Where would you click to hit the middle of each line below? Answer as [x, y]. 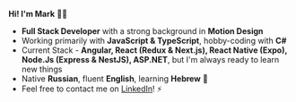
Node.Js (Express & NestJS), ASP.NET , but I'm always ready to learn [150, 59]
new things [42, 69]
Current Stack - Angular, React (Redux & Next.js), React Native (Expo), [154, 50]
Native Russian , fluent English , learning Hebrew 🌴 [114, 79]
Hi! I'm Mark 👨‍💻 [38, 14]
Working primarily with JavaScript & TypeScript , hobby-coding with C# [154, 41]
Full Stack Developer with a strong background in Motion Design [142, 31]
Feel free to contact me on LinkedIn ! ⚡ [91, 89]
